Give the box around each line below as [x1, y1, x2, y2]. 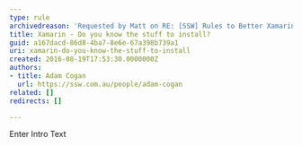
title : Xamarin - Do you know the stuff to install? [9, 30, 211, 39]
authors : [9, 64, 42, 73]
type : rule [9, 13, 50, 22]
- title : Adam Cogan [9, 72, 87, 81]
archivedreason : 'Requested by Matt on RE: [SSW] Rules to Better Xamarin [9, 21, 296, 30]
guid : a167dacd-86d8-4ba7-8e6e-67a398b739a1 [9, 38, 179, 47]
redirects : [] [9, 96, 63, 106]
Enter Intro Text [9, 129, 67, 140]
